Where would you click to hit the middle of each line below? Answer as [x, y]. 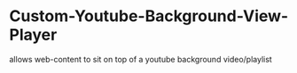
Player [33, 35]
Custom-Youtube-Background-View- [149, 16]
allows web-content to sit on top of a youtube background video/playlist [141, 59]
